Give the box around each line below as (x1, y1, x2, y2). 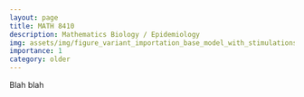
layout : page (9, 13, 59, 22)
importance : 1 (9, 47, 63, 56)
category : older (9, 55, 71, 64)
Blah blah (9, 80, 44, 90)
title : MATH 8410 (9, 22, 75, 31)
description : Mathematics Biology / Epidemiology (9, 30, 201, 39)
